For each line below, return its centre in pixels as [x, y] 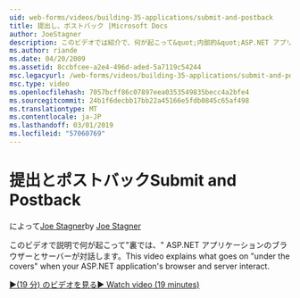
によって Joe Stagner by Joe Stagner [75, 226]
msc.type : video [39, 84]
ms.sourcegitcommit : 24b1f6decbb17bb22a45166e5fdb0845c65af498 [129, 100]
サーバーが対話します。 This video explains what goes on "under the [165, 256]
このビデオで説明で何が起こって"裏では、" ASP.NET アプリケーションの [141, 244]
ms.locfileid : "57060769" [57, 134]
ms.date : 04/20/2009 [48, 59]
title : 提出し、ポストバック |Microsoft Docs [88, 26]
